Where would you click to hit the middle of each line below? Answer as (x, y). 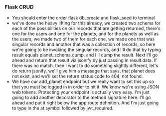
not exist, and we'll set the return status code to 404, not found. (77, 76)
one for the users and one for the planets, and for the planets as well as (85, 34)
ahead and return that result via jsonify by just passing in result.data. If (84, 60)
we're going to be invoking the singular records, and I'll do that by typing (86, 50)
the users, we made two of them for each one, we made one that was (83, 39)
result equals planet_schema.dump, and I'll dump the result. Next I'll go (85, 55)
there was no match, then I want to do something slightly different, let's (85, 65)
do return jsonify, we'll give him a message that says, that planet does (83, 71)
